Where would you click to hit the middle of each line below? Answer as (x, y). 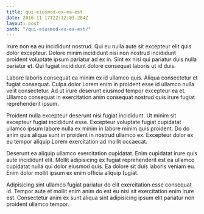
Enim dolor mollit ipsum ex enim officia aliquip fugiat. (72, 173)
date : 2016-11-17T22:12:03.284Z (47, 18)
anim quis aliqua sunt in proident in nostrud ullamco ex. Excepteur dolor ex (100, 135)
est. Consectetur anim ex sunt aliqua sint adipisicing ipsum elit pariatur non (100, 198)
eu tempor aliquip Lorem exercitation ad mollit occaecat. (77, 142)
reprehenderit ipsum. (33, 104)
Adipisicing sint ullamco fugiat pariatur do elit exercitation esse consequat (99, 185)
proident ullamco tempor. (38, 204)
